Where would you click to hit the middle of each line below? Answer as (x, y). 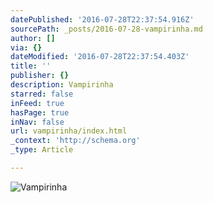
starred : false (42, 94)
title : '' (31, 66)
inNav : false (37, 122)
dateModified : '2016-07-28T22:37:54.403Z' (100, 57)
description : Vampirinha (62, 85)
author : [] (33, 38)
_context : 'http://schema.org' (75, 141)
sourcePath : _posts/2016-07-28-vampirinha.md (106, 29)
